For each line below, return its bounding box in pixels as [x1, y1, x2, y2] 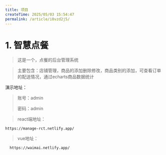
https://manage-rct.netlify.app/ [5, 126, 75, 131]
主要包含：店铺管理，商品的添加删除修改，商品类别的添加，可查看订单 [17, 68, 162, 74]
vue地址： [17, 136, 39, 142]
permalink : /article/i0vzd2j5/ [5, 16, 70, 21]
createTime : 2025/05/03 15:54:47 [5, 12, 75, 17]
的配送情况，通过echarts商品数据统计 [17, 74, 94, 80]
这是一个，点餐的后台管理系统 [17, 57, 79, 63]
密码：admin [17, 106, 44, 112]
